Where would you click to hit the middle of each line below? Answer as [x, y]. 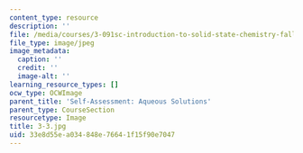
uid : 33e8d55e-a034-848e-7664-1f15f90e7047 [92, 135]
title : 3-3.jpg [38, 127]
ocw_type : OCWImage [46, 93]
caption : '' [40, 59]
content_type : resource [54, 18]
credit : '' [38, 68]
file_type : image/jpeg [52, 43]
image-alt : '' [44, 76]
